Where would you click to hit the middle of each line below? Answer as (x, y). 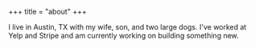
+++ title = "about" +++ (47, 12)
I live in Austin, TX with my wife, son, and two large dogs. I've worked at (127, 27)
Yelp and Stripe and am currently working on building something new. (123, 36)
